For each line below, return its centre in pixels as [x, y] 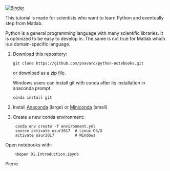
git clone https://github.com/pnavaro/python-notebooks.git [78, 63]
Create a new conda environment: [48, 117]
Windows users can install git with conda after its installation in [79, 83]
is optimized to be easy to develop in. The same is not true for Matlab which [85, 39]
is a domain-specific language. [38, 44]
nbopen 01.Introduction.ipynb [47, 154]
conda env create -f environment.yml [55, 126]
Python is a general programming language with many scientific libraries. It [84, 33]
